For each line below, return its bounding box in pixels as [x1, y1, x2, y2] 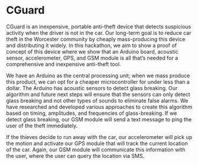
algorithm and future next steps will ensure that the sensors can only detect [6, 91, 190, 98]
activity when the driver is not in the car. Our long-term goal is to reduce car [6, 29, 191, 36]
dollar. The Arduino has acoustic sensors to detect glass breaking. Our [6, 84, 178, 91]
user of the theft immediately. [6, 122, 78, 129]
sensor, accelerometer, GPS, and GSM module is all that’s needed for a [6, 54, 178, 61]
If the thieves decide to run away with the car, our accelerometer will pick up [6, 133, 193, 140]
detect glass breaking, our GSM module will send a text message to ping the [6, 115, 192, 123]
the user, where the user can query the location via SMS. [6, 152, 145, 159]
